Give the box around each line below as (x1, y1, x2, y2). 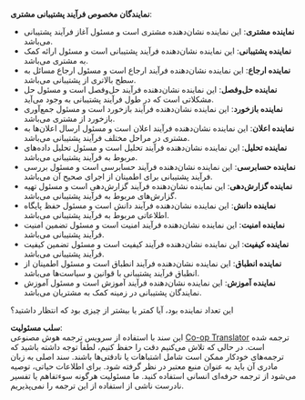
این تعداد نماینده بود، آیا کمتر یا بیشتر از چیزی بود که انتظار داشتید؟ (10, 305, 234, 315)
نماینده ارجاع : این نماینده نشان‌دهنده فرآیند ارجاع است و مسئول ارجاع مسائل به (23, 65, 290, 75)
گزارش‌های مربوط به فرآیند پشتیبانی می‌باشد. (23, 191, 178, 201)
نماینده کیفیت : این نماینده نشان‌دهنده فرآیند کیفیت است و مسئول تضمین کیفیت (23, 239, 290, 249)
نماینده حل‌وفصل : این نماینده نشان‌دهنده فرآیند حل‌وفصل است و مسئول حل (23, 85, 278, 95)
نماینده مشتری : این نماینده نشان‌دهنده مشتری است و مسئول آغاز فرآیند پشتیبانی (23, 26, 295, 36)
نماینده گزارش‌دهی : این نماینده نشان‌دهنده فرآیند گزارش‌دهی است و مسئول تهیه (23, 181, 293, 191)
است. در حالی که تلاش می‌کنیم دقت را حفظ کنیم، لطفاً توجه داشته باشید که (10, 342, 265, 352)
